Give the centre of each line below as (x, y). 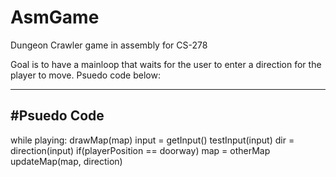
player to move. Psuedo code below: (85, 75)
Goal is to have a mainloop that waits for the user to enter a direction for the (166, 64)
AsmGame (55, 17)
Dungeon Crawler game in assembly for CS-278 (109, 45)
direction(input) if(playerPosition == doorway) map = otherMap (140, 150)
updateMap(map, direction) (66, 161)
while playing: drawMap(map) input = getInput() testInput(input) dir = (152, 140)
